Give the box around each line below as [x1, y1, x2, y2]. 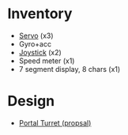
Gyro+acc [18, 39, 52, 48]
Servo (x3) [18, 31, 54, 40]
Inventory [7, 5, 73, 23]
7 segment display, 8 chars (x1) [18, 64, 121, 73]
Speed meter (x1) [18, 56, 75, 66]
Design [7, 92, 55, 111]
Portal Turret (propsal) [18, 118, 92, 127]
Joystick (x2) [18, 47, 62, 57]
